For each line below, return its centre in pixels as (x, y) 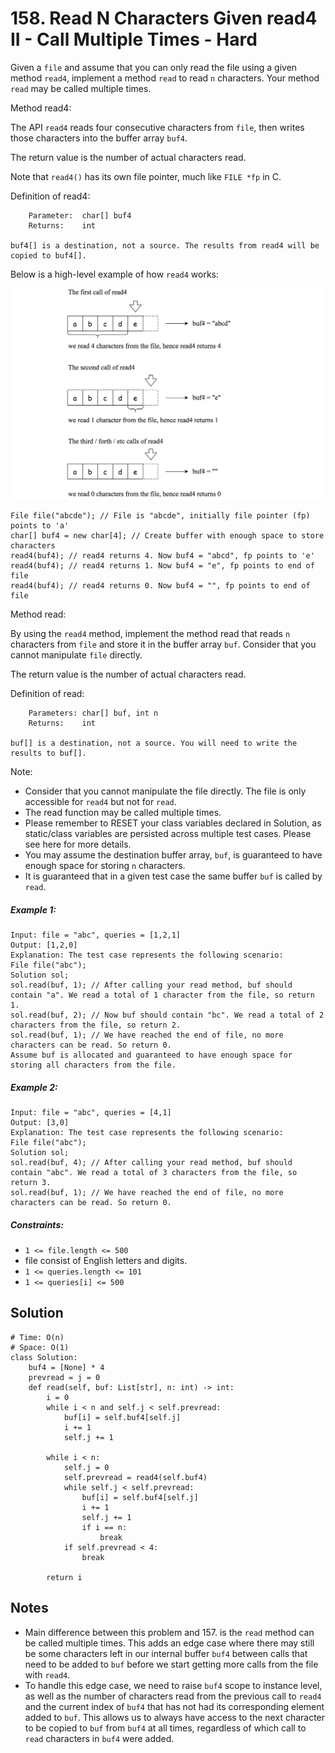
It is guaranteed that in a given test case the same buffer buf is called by (173, 876)
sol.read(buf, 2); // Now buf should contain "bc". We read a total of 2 (167, 1015)
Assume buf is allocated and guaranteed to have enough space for (151, 1055)
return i (64, 1577)
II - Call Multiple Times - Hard (134, 39)
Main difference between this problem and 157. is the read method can (169, 1632)
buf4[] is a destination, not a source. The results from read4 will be (165, 245)
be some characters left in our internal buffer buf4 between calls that (166, 1653)
